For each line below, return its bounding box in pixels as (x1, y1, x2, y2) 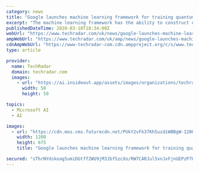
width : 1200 (17, 134, 46, 140)
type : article (6, 47, 41, 53)
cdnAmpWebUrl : (6, 42, 41, 48)
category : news (6, 8, 44, 15)
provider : (6, 57, 31, 64)
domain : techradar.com (11, 69, 68, 75)
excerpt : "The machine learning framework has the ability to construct (6, 20, 190, 25)
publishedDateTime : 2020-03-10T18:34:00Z (6, 25, 110, 31)
